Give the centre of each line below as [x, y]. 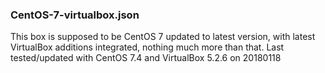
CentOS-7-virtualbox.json [75, 15]
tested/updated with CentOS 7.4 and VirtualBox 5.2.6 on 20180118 [146, 58]
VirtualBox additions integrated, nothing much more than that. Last [147, 47]
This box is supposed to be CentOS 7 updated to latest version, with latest [163, 37]
